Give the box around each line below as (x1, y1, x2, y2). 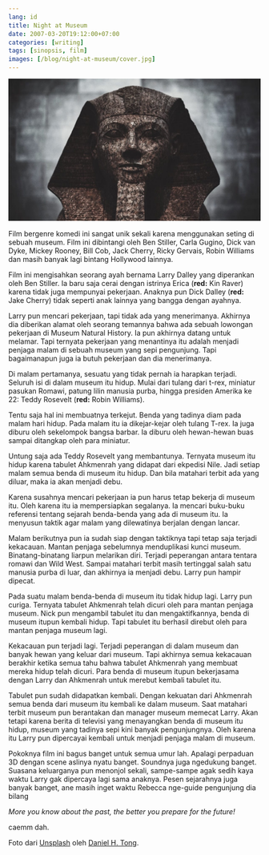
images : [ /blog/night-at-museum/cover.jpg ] (8, 55, 156, 63)
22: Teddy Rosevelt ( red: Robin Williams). (8, 394, 146, 404)
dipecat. (8, 575, 36, 585)
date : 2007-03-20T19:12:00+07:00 (8, 30, 120, 38)
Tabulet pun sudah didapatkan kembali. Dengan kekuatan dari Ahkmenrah (8, 690, 252, 700)
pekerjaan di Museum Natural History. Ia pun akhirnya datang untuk (8, 328, 231, 337)
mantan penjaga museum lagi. (8, 625, 108, 635)
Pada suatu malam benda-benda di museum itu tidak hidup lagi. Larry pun (8, 591, 252, 601)
